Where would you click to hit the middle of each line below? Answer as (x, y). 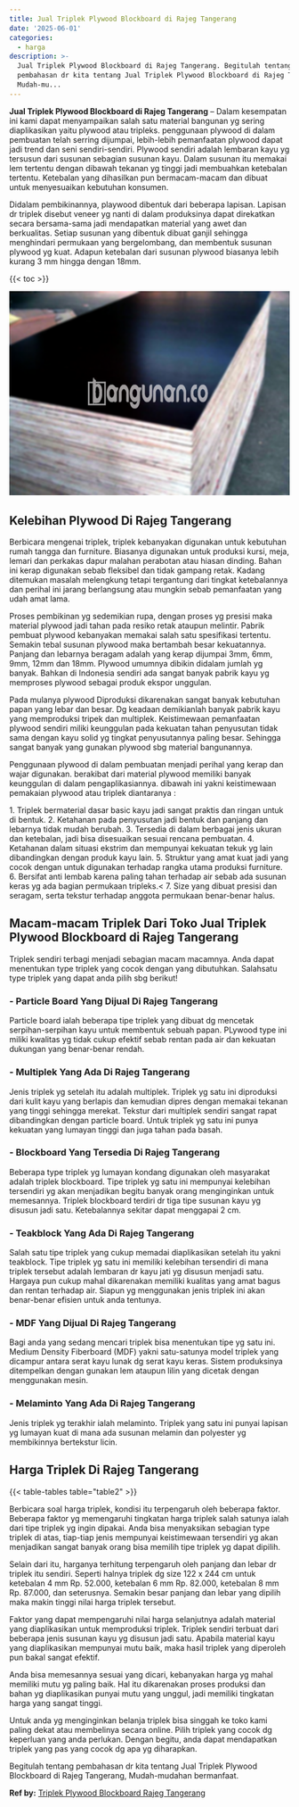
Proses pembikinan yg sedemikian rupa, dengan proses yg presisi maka (141, 617)
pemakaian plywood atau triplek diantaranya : (93, 793)
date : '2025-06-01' (45, 28)
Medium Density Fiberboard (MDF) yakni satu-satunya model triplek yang (144, 1352)
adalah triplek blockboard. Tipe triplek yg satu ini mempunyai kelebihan (140, 1181)
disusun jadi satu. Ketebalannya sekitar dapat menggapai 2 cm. (125, 1210)
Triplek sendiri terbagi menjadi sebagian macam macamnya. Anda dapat (142, 958)
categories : (31, 37)
